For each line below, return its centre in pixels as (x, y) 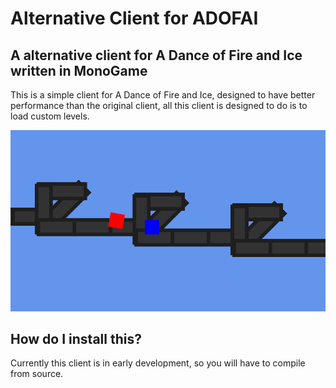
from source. (37, 374)
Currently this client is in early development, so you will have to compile (158, 363)
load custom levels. (50, 116)
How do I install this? (76, 338)
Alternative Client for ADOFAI (134, 18)
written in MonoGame (79, 70)
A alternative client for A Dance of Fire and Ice (156, 55)
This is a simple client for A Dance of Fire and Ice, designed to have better (163, 95)
